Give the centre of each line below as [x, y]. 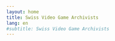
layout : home [23, 12]
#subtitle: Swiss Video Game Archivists [58, 29]
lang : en [17, 23]
